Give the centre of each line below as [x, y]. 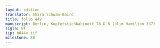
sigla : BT [16, 28]
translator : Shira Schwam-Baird [39, 14]
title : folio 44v [24, 19]
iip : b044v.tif [21, 33]
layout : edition [22, 10]
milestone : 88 [20, 38]
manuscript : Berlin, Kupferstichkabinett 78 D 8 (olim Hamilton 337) [81, 24]
